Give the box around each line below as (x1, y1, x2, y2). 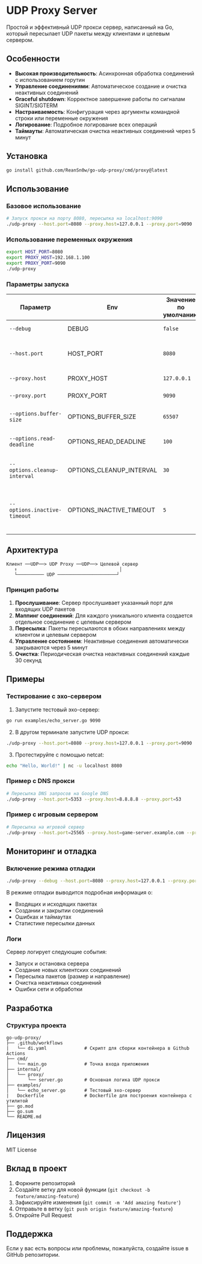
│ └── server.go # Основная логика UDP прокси (6, 1077, 161, 1083)
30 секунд (14, 657, 42, 664)
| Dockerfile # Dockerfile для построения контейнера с (6, 1093, 192, 1099)
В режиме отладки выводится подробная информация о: (6, 889, 153, 896)
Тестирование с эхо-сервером (6, 692, 102, 701)
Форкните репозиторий (14, 1179, 76, 1186)
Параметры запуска (6, 280, 69, 288)
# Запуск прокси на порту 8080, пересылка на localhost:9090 (6, 215, 163, 222)
